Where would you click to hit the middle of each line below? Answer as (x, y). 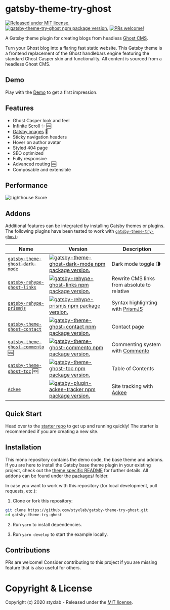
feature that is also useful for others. (43, 568)
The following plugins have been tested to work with (60, 231)
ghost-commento (26, 347)
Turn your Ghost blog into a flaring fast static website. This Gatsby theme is (84, 48)
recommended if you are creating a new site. (52, 431)
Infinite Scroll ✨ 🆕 (32, 126)
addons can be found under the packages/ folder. (57, 476)
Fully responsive (30, 158)
